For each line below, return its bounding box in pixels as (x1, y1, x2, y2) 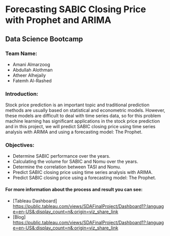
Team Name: (5, 50, 37, 57)
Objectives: (5, 141, 35, 149)
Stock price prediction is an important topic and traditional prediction (5, 102, 150, 108)
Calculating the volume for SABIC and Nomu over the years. (12, 159, 138, 165)
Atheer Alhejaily (12, 72, 46, 78)
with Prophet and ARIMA (5, 14, 111, 26)
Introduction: (5, 90, 39, 97)
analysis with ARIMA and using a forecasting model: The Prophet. (5, 129, 143, 135)
